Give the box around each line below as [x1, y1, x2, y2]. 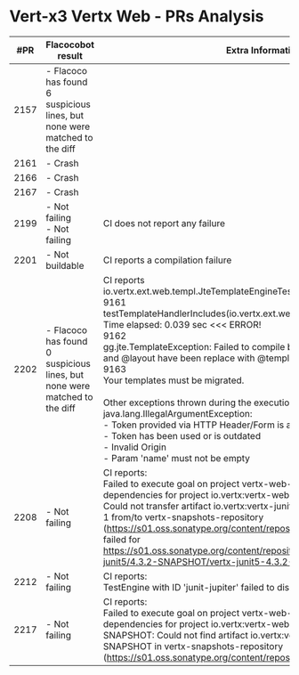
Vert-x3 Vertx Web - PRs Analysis [9, 6, 264, 27]
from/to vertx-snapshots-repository [110, 510, 264, 523]
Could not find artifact [157, 629, 249, 641]
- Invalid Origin [102, 441, 167, 453]
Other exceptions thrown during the [102, 396, 252, 409]
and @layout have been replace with [102, 352, 255, 364]
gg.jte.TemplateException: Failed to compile [102, 340, 286, 353]
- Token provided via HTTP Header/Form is [102, 419, 285, 431]
